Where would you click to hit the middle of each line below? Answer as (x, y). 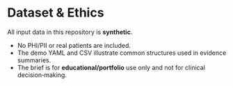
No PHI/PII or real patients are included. (74, 45)
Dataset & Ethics (56, 13)
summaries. (34, 60)
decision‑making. (42, 75)
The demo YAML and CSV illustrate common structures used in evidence (122, 53)
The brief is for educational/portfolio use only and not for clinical (111, 67)
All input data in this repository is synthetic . (70, 32)
